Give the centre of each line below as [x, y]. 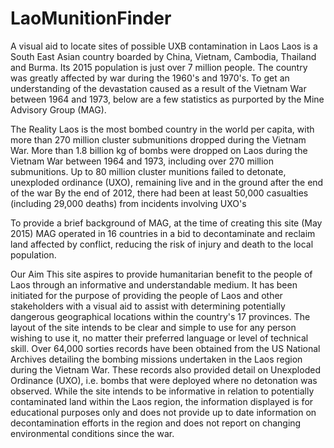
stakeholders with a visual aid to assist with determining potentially [148, 306]
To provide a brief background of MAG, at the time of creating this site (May [166, 223]
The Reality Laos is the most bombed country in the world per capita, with [162, 129]
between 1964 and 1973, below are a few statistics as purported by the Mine [167, 99]
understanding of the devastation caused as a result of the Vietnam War [158, 88]
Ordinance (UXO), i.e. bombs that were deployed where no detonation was [164, 380]
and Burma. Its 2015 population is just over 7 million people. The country [159, 67]
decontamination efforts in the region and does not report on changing [156, 423]
